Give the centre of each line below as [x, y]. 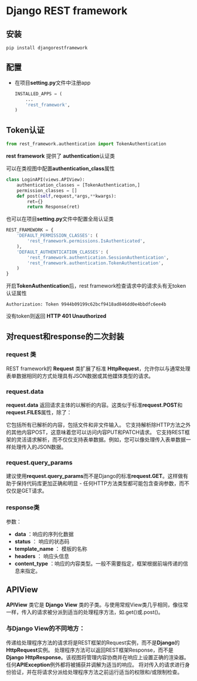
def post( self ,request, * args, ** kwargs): [67, 196]
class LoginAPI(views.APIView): [45, 180]
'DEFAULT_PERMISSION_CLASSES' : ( [57, 236]
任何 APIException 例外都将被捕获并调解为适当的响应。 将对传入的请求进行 [96, 665]
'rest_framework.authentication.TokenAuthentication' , [96, 263]
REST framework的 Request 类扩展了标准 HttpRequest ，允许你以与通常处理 [98, 368]
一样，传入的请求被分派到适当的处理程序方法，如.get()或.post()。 [85, 612]
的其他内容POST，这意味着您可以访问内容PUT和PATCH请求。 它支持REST [95, 432]
